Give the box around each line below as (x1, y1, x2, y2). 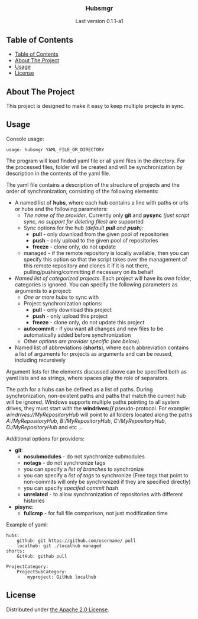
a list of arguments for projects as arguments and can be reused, (14, 350, 173, 357)
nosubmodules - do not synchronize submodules (23, 452, 145, 460)
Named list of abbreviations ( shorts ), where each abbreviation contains (14, 344, 189, 351)
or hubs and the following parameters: (14, 205, 108, 212)
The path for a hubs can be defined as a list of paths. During (6, 385, 153, 393)
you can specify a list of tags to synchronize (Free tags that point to (23, 471, 189, 478)
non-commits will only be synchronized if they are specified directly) (23, 478, 191, 485)
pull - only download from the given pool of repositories (32, 230, 169, 238)
